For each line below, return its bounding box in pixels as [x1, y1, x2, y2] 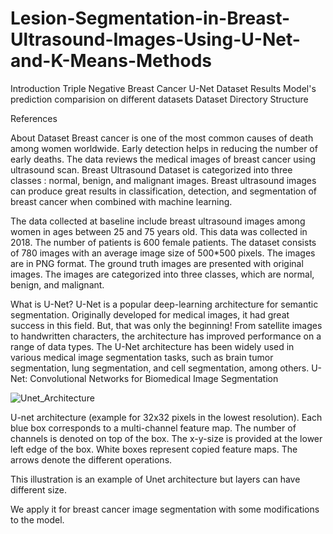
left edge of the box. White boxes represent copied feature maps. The [10, 443, 298, 455]
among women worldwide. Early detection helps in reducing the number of [10, 142, 318, 154]
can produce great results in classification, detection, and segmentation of [10, 185, 317, 197]
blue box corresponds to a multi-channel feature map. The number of [10, 422, 297, 434]
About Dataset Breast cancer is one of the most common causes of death [10, 132, 314, 144]
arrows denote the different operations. [10, 453, 173, 466]
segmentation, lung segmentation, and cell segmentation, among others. [10, 362, 310, 374]
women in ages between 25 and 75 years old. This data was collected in [10, 225, 308, 237]
